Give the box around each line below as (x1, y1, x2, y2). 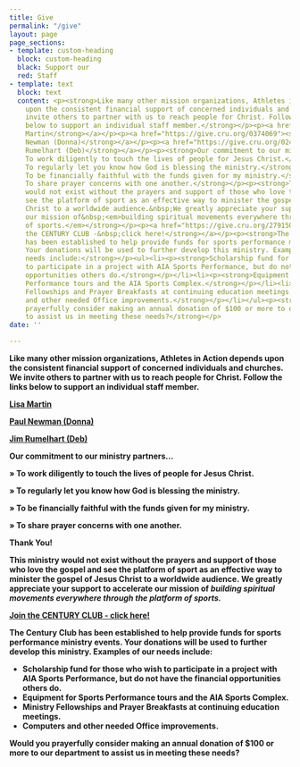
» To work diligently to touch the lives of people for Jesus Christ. (9, 468, 254, 478)
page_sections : (9, 38, 66, 47)
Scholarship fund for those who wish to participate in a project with (21, 663, 278, 674)
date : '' (9, 321, 42, 330)
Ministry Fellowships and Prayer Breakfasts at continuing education (21, 702, 279, 712)
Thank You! (9, 537, 54, 548)
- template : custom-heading (9, 46, 114, 55)
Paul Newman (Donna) (9, 417, 95, 426)
